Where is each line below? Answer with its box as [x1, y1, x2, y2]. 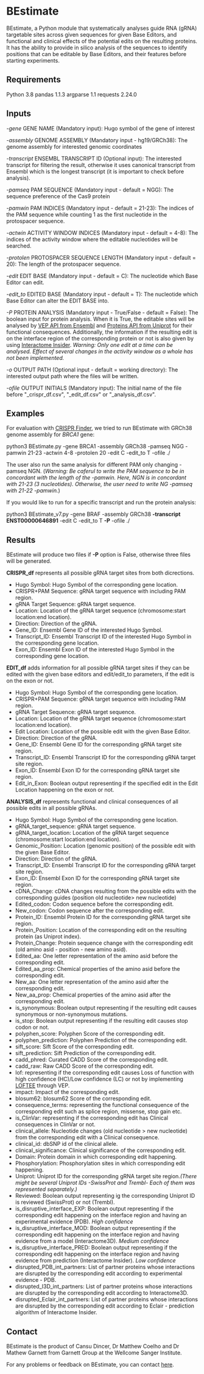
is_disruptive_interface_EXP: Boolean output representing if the [15, 1205, 174, 1212]
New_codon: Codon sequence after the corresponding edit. [15, 907, 164, 914]
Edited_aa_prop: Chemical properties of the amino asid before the [15, 965, 180, 973]
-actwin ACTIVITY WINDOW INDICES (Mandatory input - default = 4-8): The [6, 229, 199, 236]
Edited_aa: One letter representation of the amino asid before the [15, 953, 178, 960]
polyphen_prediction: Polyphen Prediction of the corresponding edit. [15, 1037, 188, 1044]
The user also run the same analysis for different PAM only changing [6, 461, 178, 468]
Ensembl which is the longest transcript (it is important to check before [6, 168, 185, 175]
